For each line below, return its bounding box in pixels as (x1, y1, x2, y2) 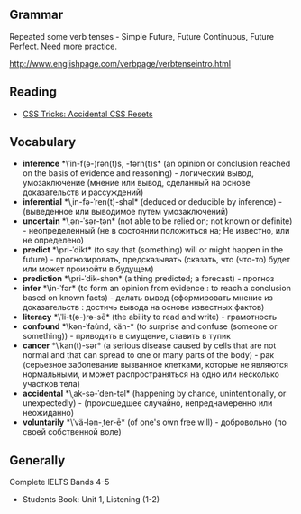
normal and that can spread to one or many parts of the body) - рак (22, 350, 275, 361)
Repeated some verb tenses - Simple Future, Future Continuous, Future (9, 31, 275, 41)
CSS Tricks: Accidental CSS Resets (22, 108, 153, 119)
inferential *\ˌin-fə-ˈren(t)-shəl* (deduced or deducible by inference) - (22, 197, 282, 207)
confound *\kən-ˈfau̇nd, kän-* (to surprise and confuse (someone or (22, 321, 278, 332)
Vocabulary (9, 134, 77, 150)
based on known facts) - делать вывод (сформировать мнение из (22, 292, 273, 303)
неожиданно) (22, 408, 75, 418)
